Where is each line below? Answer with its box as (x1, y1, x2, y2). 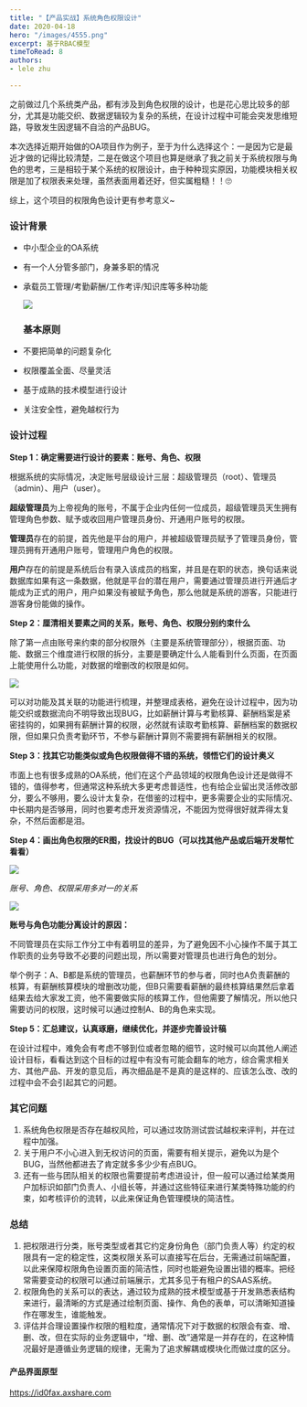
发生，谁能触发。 (47, 1309, 111, 1320)
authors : (9, 56, 43, 65)
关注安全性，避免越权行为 (22, 404, 120, 415)
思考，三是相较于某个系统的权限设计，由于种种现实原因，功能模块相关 (25, 164, 290, 175)
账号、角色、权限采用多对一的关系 (9, 882, 138, 893)
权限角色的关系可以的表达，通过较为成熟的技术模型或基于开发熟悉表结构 (22, 1286, 295, 1297)
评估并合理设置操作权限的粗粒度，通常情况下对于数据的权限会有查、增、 (22, 1320, 295, 1331)
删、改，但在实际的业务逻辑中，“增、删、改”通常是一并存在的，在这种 (22, 1332, 287, 1343)
